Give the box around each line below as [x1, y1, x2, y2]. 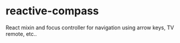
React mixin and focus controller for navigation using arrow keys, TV [5, 24, 175, 31]
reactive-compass [5, 4, 99, 18]
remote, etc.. [5, 30, 37, 37]
